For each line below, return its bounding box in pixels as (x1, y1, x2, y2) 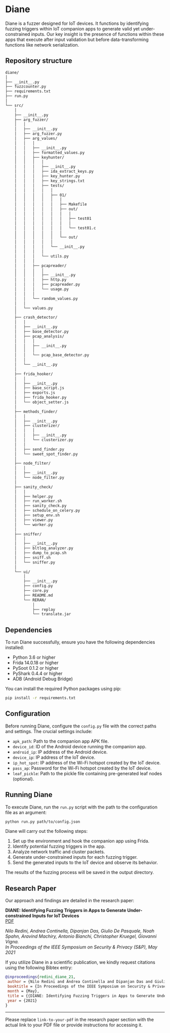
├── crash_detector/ (14, 315, 58, 320)
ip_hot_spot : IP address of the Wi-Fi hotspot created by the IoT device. (12, 759, 161, 766)
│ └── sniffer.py (14, 560, 56, 565)
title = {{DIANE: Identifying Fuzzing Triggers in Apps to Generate (7, 993, 155, 999)
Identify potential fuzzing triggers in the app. (12, 844, 106, 850)
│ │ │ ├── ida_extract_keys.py (14, 169, 94, 174)
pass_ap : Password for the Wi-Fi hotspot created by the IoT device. (12, 765, 152, 771)
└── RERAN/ (23, 597, 47, 602)
